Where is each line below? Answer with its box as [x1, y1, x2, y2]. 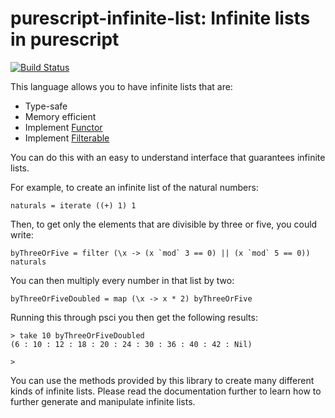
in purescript [10, 28, 120, 51]
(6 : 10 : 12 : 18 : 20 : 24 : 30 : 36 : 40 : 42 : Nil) [10, 339, 253, 349]
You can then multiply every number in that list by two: [10, 274, 235, 286]
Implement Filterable [24, 132, 110, 144]
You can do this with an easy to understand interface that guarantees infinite [10, 151, 326, 163]
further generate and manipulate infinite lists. [10, 395, 196, 407]
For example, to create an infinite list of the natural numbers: [10, 181, 259, 193]
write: [10, 228, 34, 241]
